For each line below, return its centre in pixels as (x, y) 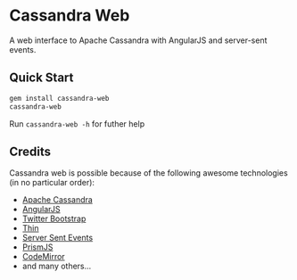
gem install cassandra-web (59, 98)
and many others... (57, 266)
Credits (30, 151)
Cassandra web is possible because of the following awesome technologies (148, 173)
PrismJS (37, 247)
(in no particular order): (52, 183)
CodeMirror (43, 257)
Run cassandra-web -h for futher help (77, 124)
